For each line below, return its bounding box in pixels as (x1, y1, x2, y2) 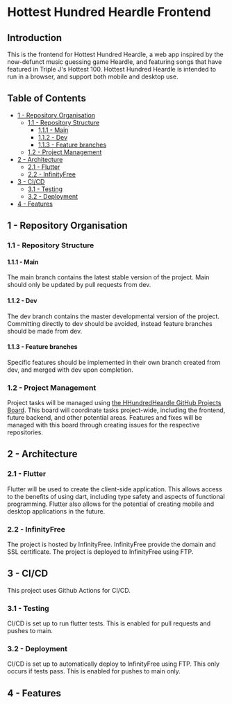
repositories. (7, 428, 44, 436)
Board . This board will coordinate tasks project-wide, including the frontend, (7, 406, 226, 414)
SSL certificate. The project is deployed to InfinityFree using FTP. (7, 548, 194, 556)
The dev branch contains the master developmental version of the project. (7, 312, 220, 320)
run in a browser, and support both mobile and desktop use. (7, 72, 179, 81)
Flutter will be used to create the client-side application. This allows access (7, 484, 222, 493)
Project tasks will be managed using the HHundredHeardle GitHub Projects (7, 399, 222, 407)
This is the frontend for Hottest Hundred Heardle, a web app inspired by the (7, 50, 224, 58)
